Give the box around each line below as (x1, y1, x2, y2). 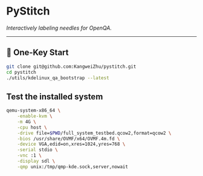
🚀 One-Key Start (6, 47, 69, 58)
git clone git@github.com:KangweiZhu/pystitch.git (6, 64, 137, 70)
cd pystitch (6, 69, 36, 75)
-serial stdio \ (17, 147, 59, 153)
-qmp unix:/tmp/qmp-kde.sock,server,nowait (17, 163, 129, 170)
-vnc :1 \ (17, 152, 42, 158)
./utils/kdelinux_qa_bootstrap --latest (6, 74, 110, 81)
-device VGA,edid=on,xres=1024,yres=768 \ (17, 141, 126, 148)
